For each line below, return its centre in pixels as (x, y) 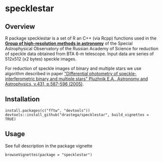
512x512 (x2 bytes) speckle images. (41, 59)
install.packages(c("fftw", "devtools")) (48, 110)
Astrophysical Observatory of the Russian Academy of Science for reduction (82, 49)
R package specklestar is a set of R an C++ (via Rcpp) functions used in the (81, 38)
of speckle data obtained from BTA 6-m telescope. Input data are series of (80, 54)
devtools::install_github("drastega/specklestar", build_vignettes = (77, 115)
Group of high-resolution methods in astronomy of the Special (69, 43)
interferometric (20, 79)
